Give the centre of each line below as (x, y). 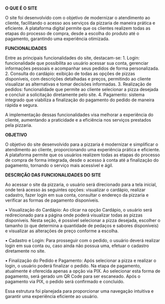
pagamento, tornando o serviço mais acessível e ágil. (59, 165)
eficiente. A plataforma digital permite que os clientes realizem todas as (78, 28)
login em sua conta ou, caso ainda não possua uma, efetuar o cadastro (77, 246)
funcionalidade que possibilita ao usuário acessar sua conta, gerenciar (77, 63)
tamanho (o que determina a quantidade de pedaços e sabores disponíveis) (82, 226)
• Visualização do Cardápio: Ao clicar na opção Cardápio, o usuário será (79, 210)
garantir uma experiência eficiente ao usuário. (52, 296)
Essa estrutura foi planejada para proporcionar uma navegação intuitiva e (80, 291)
